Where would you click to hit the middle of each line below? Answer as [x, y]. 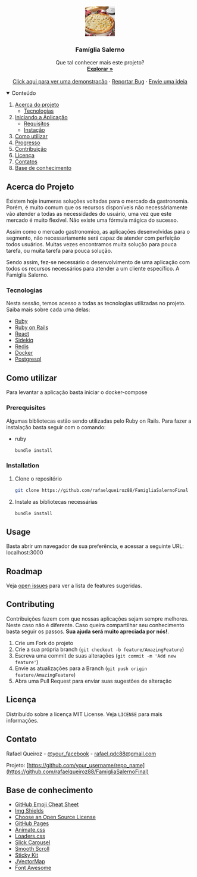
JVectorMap [30, 861]
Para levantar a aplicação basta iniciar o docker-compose [77, 392]
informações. [22, 720]
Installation [23, 466]
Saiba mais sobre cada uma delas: [48, 309]
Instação [34, 130]
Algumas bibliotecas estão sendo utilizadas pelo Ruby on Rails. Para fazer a [99, 421]
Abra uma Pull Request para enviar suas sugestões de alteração [93, 681]
